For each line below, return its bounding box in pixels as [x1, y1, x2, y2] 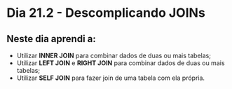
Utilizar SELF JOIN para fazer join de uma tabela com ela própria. [16, 74, 205, 82]
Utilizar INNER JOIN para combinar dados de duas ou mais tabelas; [16, 51, 212, 60]
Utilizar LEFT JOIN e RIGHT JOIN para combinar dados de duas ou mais [16, 59, 225, 67]
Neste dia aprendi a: [6, 33, 96, 45]
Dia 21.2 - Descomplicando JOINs [6, 5, 206, 21]
